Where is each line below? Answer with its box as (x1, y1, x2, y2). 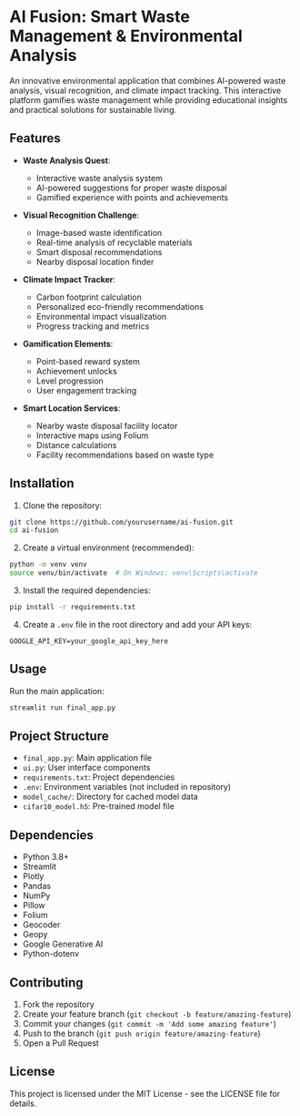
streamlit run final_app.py (9, 703, 116, 712)
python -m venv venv (9, 560, 88, 569)
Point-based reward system (35, 355, 141, 366)
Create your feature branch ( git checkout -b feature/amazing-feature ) (22, 1008, 292, 1019)
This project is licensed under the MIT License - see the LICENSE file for (9, 1088, 280, 1099)
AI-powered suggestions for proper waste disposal (35, 182, 227, 193)
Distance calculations (35, 439, 117, 450)
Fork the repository (22, 999, 95, 1010)
